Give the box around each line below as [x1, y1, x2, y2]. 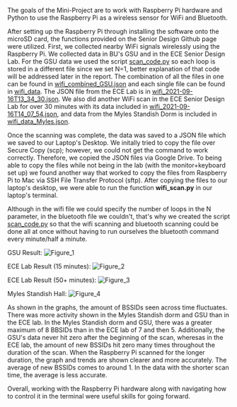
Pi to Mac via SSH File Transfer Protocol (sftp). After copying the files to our [7, 176, 228, 184]
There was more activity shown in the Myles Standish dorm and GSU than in [7, 311, 230, 319]
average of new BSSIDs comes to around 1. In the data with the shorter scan [7, 363, 230, 372]
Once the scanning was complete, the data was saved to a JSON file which [7, 131, 226, 139]
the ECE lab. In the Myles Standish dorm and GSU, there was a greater [7, 318, 212, 326]
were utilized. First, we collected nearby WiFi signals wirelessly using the [7, 42, 220, 50]
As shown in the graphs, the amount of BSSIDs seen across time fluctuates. [7, 303, 228, 312]
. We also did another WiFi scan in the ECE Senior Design [58, 95, 225, 103]
